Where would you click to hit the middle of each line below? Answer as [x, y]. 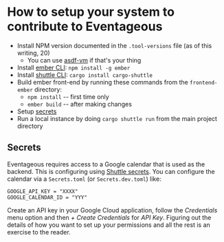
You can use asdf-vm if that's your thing [84, 60]
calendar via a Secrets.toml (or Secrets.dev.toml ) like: [84, 179]
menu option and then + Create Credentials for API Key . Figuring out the [109, 217]
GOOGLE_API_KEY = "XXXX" [43, 191]
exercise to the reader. [39, 232]
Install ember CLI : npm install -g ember [74, 67]
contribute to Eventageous [85, 26]
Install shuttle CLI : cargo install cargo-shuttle [85, 75]
